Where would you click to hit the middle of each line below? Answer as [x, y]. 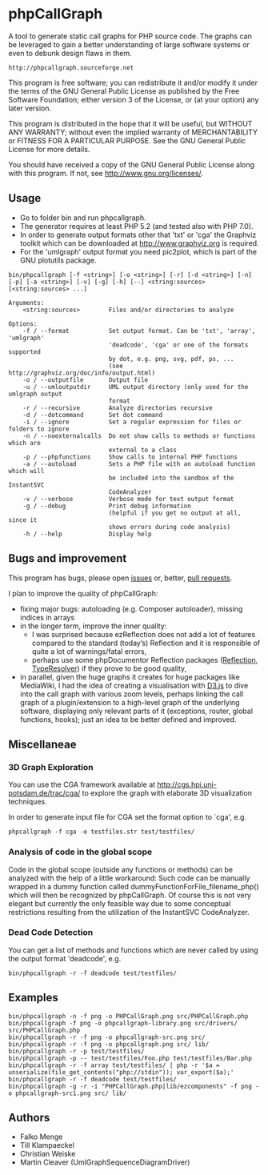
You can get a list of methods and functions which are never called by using [133, 950]
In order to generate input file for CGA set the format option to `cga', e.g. [127, 817]
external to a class [143, 450]
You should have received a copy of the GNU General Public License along [131, 164]
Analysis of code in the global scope [80, 852]
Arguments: [26, 303]
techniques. [28, 802]
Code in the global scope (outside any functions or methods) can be [121, 869]
